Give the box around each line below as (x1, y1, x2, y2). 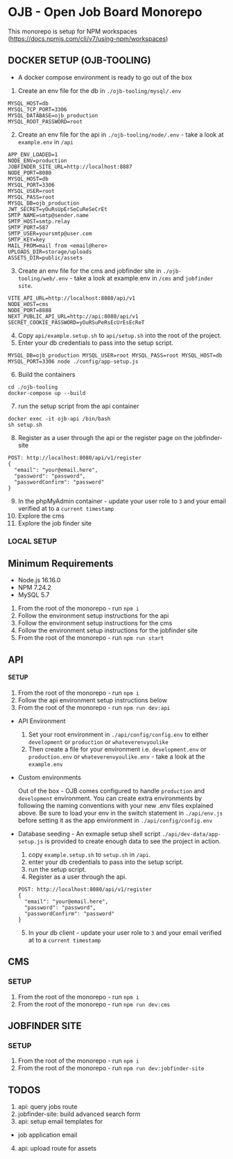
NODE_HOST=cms (8, 301, 49, 307)
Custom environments (17, 773, 82, 781)
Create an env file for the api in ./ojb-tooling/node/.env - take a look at (17, 130, 224, 139)
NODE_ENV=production (8, 157, 68, 164)
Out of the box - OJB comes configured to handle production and (17, 787, 205, 795)
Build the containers (17, 370, 76, 378)
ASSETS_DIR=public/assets (8, 254, 83, 261)
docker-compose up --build (8, 389, 86, 396)
